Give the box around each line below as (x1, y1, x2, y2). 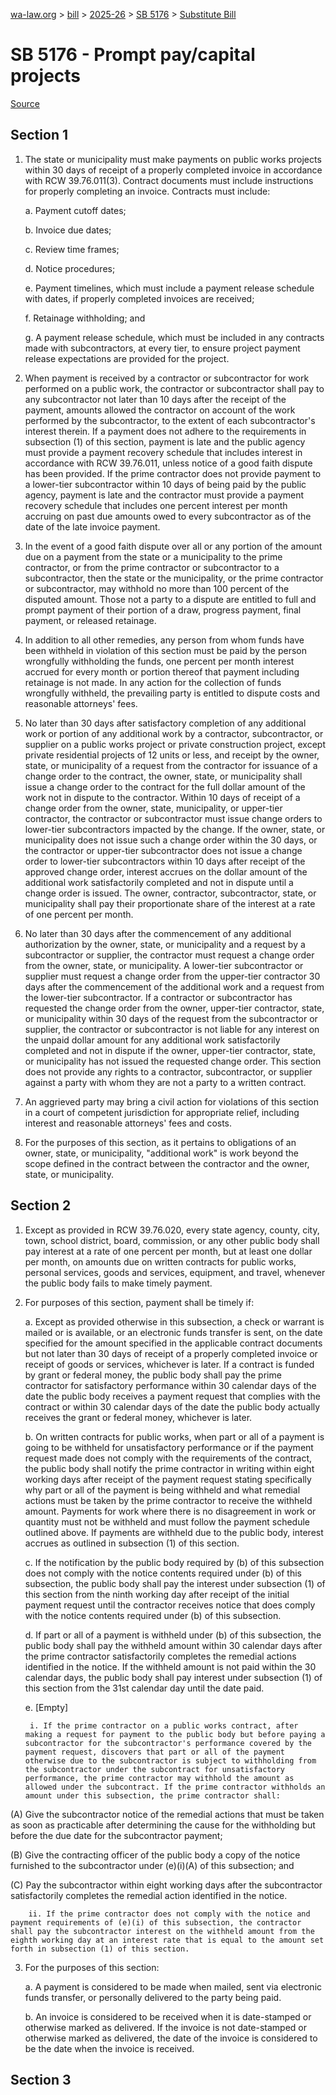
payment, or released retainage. (24, 614, 157, 626)
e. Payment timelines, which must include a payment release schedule (24, 282, 315, 294)
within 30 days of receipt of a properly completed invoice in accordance (24, 164, 323, 176)
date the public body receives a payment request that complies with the (24, 1390, 321, 1402)
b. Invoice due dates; (24, 224, 112, 236)
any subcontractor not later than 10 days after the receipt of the (24, 393, 287, 405)
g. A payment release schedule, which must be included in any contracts (24, 331, 325, 343)
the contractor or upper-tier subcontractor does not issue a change (24, 844, 303, 856)
